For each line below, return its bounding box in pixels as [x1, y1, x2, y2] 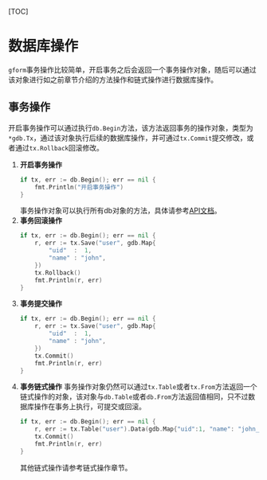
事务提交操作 [19, 299, 62, 309]
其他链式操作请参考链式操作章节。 [19, 462, 132, 472]
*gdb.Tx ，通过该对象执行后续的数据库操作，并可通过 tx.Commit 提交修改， [8, 133, 247, 142]
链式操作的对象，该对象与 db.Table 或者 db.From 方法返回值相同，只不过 [19, 392, 249, 401]
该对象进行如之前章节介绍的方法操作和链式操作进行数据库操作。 [8, 75, 218, 84]
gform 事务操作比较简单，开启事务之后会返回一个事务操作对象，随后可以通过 [8, 64, 257, 74]
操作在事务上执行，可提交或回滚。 [33, 402, 146, 412]
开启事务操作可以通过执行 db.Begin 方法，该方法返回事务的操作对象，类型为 [8, 123, 253, 132]
